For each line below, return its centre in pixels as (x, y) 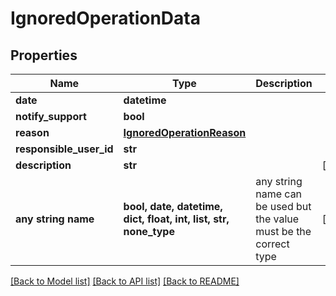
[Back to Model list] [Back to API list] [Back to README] (125, 281)
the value (277, 219)
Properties (44, 55)
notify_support (51, 116)
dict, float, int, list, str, (176, 219)
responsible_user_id (64, 149)
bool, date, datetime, (173, 206)
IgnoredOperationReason (185, 132)
